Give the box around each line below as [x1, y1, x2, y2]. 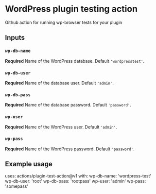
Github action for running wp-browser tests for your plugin [5, 19, 122, 25]
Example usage [5, 160, 52, 168]
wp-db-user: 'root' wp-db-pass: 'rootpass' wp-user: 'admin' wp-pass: [5, 178, 146, 184]
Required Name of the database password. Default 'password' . [5, 102, 132, 108]
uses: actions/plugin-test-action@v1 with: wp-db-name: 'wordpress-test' [5, 173, 152, 178]
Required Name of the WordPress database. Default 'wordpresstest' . [5, 58, 145, 64]
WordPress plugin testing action [5, 3, 138, 15]
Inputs [5, 34, 25, 42]
